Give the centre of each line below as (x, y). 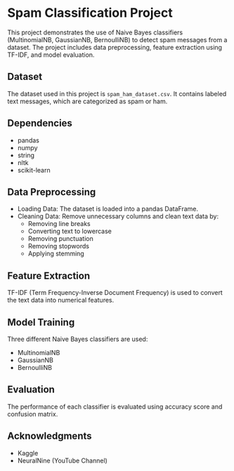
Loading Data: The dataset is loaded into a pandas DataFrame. (108, 209)
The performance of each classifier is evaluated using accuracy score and (115, 406)
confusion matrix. (33, 414)
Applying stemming (56, 253)
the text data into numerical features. (61, 300)
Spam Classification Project (90, 13)
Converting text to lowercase (70, 231)
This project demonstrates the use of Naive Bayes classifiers (95, 32)
